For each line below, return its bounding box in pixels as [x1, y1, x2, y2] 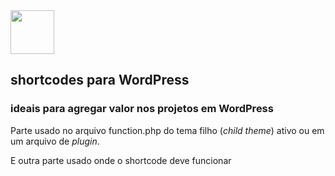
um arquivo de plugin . [10, 135, 100, 147]
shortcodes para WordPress [10, 72, 190, 89]
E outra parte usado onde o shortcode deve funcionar [10, 154, 232, 166]
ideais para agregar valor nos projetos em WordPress [10, 102, 274, 116]
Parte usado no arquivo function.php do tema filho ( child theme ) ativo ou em [10, 124, 325, 136]
